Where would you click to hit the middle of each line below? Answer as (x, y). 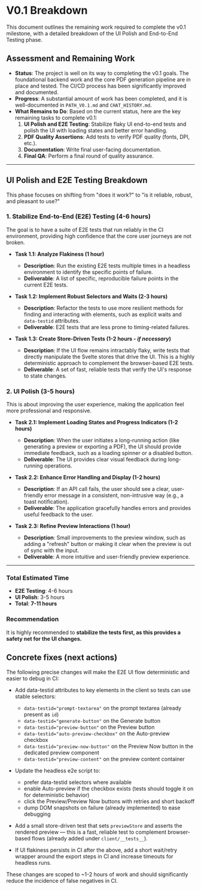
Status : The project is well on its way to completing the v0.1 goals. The (102, 73)
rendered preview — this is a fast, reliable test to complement (90, 832)
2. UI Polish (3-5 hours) (40, 391)
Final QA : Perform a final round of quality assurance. (89, 156)
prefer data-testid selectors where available (78, 782)
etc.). (30, 143)
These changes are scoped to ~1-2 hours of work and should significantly (97, 874)
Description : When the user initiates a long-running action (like (101, 441)
